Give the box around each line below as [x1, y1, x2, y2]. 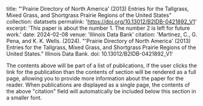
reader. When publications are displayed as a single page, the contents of [6, 81, 190, 88]
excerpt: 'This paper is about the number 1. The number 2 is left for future [6, 24, 190, 31]
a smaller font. [6, 94, 42, 101]
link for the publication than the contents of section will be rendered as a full [6, 68, 196, 75]
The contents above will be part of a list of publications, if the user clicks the [6, 62, 197, 69]
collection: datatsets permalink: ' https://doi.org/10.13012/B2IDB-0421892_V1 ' [6, 18, 197, 25]
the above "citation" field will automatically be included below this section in [6, 88, 196, 94]
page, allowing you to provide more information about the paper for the [6, 75, 184, 82]
